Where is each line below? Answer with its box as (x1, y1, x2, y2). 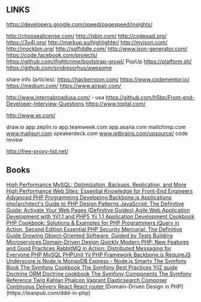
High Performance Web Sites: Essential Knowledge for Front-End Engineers (6, 187, 193, 194)
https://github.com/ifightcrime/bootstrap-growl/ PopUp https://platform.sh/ (6, 58, 192, 65)
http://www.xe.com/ (6, 111, 56, 119)
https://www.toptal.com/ (85, 100, 146, 107)
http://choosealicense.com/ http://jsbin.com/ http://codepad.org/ (6, 32, 167, 40)
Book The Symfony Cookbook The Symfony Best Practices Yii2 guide (6, 264, 178, 271)
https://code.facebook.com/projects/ (6, 51, 98, 59)
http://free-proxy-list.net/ (6, 147, 69, 155)
